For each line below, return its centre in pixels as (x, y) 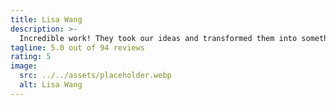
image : (24, 66)
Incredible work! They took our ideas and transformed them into (158, 38)
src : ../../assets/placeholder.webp (95, 76)
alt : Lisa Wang (51, 85)
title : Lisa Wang (46, 19)
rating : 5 (31, 57)
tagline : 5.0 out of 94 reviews (77, 47)
